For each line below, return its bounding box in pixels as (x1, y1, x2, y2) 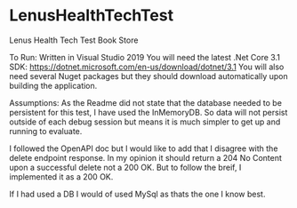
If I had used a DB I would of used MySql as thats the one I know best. (9, 188, 266, 199)
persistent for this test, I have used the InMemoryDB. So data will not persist (9, 107, 288, 117)
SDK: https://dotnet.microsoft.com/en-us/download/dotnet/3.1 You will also (9, 61, 285, 72)
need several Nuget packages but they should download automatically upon (9, 70, 289, 81)
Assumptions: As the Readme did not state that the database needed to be (9, 97, 283, 108)
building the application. (9, 80, 98, 91)
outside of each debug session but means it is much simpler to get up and (9, 116, 281, 127)
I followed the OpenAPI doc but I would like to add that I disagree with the (9, 143, 278, 154)
